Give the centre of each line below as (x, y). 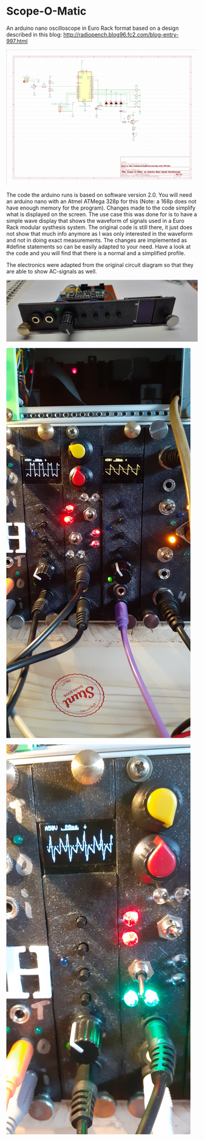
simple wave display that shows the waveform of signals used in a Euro (95, 221)
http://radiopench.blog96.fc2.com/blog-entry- (121, 34)
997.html (17, 41)
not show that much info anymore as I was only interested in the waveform (100, 233)
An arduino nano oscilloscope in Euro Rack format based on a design (93, 28)
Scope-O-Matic (46, 11)
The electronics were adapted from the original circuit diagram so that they (100, 265)
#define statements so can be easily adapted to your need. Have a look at (99, 246)
